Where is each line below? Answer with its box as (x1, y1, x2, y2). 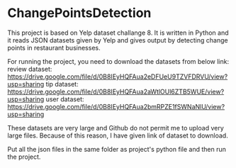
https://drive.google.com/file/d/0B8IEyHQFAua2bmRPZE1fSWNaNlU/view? (7, 102, 225, 111)
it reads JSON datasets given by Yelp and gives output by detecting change (7, 35, 228, 44)
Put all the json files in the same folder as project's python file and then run (7, 145, 227, 153)
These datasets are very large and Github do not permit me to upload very (7, 123, 225, 132)
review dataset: (7, 65, 52, 73)
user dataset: (45, 94, 84, 103)
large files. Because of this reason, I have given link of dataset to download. (7, 131, 228, 140)
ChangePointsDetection (7, 5, 152, 21)
